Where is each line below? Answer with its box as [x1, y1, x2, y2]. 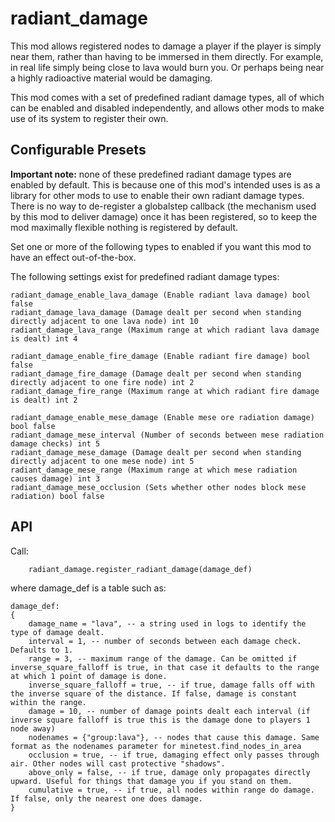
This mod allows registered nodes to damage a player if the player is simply [10, 40, 322, 52]
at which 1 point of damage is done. [10, 671, 168, 681]
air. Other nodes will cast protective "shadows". [10, 758, 226, 769]
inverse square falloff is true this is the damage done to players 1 [10, 715, 311, 725]
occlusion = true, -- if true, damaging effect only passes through [28, 750, 320, 760]
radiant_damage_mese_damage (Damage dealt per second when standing [10, 447, 302, 457]
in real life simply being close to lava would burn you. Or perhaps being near [10, 61, 325, 73]
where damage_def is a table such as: [10, 582, 167, 594]
